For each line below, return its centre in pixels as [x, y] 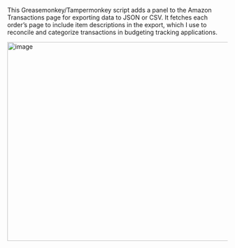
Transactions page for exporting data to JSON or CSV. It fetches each [108, 17]
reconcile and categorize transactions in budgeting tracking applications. [113, 32]
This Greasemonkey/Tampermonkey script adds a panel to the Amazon [109, 10]
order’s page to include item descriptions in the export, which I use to [107, 25]
